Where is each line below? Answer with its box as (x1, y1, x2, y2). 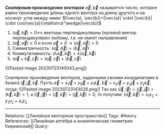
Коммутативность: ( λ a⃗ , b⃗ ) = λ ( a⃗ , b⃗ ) (12, 50, 96, 56)
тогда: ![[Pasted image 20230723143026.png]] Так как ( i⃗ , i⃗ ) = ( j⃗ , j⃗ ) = (5, 86, 154, 92)
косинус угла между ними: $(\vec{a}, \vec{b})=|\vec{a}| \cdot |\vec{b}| (5, 15, 152, 21)
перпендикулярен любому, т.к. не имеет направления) (12, 35, 128, 41)
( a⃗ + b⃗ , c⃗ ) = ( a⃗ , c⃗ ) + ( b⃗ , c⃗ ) (12, 56, 82, 61)
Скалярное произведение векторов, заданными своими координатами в (5, 75, 159, 80)
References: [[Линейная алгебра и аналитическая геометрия (5, 118, 133, 124)
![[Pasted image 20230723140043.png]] (5, 65, 87, 71)
